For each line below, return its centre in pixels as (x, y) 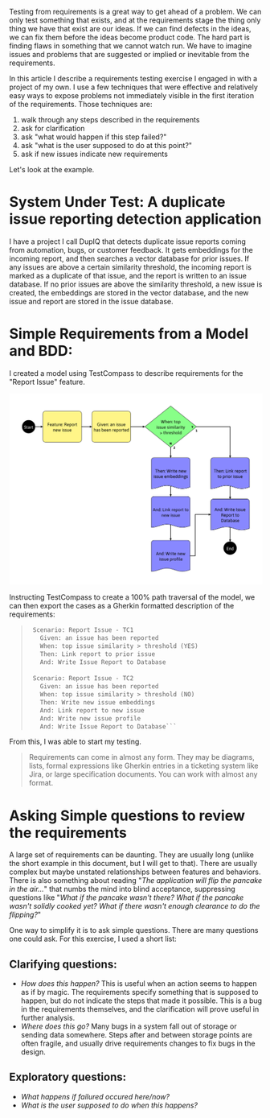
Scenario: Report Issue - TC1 (83, 630)
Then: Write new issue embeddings (98, 703)
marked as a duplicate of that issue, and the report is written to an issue (128, 275)
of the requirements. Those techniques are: (81, 104)
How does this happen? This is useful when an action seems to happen (139, 984)
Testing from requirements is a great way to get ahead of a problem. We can (135, 12)
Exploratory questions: (68, 1077)
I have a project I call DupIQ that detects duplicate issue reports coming (127, 241)
